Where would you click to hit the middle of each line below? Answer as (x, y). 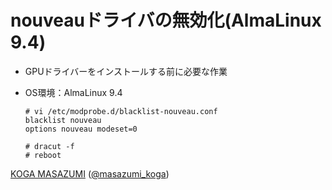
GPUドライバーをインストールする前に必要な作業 (126, 71)
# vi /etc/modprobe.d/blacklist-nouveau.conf (121, 111)
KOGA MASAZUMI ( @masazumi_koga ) (90, 173)
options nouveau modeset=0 (81, 129)
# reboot (43, 155)
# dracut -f (49, 146)
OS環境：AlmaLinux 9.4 (73, 92)
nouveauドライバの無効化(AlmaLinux (166, 20)
